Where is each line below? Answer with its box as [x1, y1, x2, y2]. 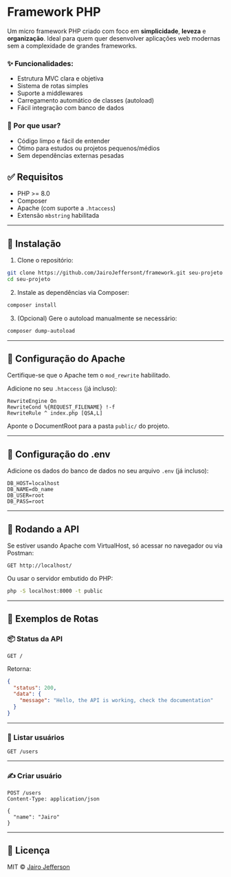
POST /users [7, 790, 41, 796]
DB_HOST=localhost [7, 480, 60, 487]
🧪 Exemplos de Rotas [7, 613, 99, 625]
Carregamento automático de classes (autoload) [16, 96, 155, 105]
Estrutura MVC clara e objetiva [16, 74, 104, 83]
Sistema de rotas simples [16, 82, 89, 90]
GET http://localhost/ [7, 562, 72, 569]
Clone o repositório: [16, 256, 74, 265]
